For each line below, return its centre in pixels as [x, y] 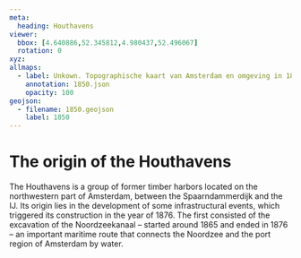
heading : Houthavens [56, 26]
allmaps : [26, 68]
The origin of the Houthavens [120, 162]
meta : [19, 17]
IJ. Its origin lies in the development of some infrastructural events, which [145, 206]
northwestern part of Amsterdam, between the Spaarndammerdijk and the [146, 196]
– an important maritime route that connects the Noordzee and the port [140, 235]
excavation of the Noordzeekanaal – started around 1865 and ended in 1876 [149, 225]
